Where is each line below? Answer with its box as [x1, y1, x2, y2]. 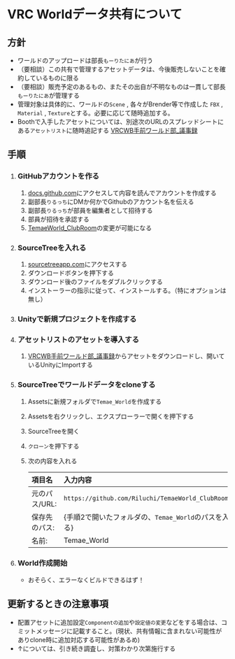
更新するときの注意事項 [7, 598, 108, 610]
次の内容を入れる [27, 456, 78, 465]
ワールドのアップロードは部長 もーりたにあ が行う [17, 57, 154, 64]
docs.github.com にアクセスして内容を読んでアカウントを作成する [27, 188, 217, 197]
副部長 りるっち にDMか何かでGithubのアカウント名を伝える [27, 197, 194, 206]
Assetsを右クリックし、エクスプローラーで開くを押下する [27, 412, 194, 420]
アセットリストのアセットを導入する [17, 334, 140, 344]
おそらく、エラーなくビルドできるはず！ [27, 575, 145, 584]
